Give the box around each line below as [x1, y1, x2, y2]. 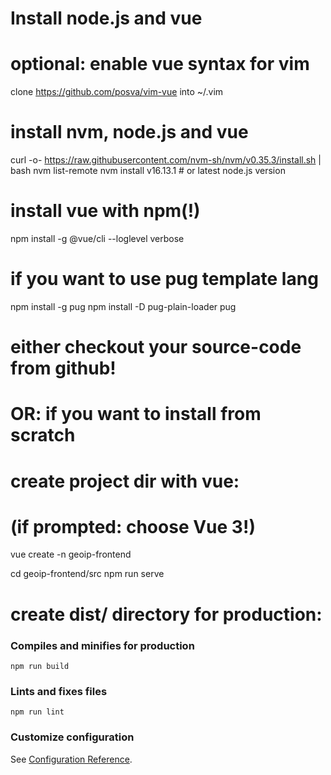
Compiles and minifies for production [10, 638, 195, 652]
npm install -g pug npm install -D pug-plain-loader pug [10, 300, 237, 312]
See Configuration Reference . [10, 753, 133, 765]
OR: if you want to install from [10, 403, 262, 426]
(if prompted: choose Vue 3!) [10, 515, 256, 538]
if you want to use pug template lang [10, 268, 319, 291]
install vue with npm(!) [10, 200, 201, 222]
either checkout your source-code [10, 336, 302, 359]
